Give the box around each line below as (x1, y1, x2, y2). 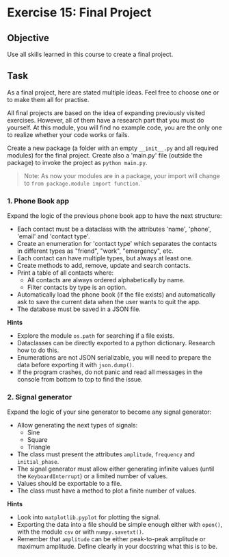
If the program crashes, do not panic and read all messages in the (16, 368, 203, 376)
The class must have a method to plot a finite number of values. (16, 486, 197, 495)
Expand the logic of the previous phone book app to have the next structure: (7, 212, 222, 220)
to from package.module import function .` (23, 179, 142, 187)
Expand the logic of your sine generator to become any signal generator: (7, 408, 212, 416)
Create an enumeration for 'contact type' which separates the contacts (16, 240, 217, 248)
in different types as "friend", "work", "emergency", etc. (16, 247, 174, 255)
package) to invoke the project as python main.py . (7, 158, 148, 166)
